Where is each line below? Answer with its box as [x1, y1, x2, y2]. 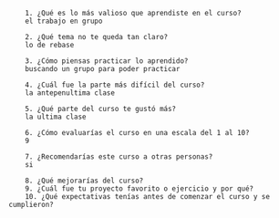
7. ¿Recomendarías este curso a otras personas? [25, 152, 213, 161]
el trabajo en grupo [25, 16, 103, 26]
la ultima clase [25, 112, 88, 121]
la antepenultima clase [25, 88, 116, 98]
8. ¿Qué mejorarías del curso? [25, 176, 144, 185]
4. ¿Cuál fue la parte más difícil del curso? [25, 80, 205, 89]
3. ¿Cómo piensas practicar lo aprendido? [25, 57, 189, 66]
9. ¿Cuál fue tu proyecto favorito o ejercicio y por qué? [25, 184, 254, 193]
